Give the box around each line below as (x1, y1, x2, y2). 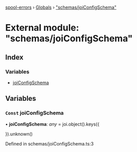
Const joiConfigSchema (5, 109, 64, 117)
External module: (5, 22, 79, 33)
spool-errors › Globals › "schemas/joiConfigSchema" (5, 5, 117, 10)
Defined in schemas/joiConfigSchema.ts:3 (5, 140, 94, 146)
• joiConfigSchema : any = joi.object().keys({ (5, 121, 100, 127)
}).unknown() (5, 131, 33, 137)
